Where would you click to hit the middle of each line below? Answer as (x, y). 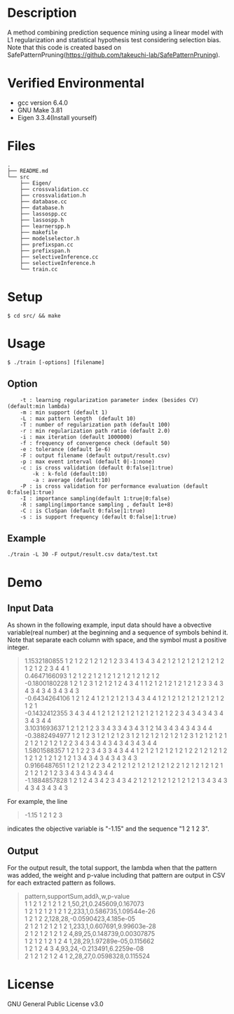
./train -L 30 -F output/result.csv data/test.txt (83, 554)
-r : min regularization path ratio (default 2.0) (95, 431)
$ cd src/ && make (34, 316)
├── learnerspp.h (45, 226)
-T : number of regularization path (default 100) (95, 424)
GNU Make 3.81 (40, 110)
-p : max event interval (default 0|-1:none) (88, 462)
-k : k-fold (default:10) (70, 474)
